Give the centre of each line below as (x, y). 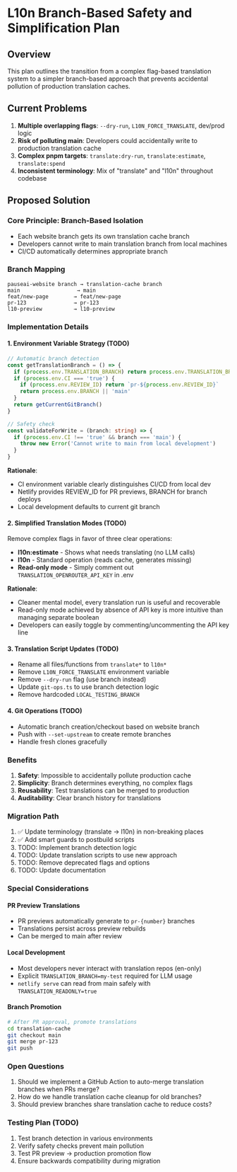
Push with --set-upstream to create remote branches (94, 734)
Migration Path (33, 816)
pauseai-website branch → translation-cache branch (85, 284)
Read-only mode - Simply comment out (75, 567)
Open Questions (36, 1066)
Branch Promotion (35, 1007)
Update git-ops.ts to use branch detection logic (88, 687)
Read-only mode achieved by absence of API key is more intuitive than (120, 610)
